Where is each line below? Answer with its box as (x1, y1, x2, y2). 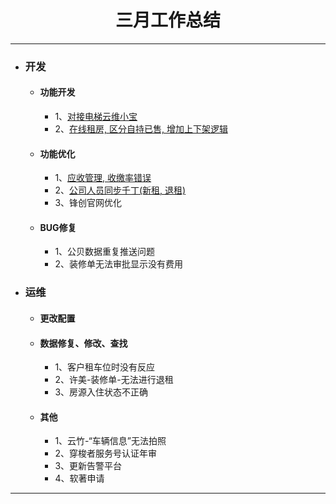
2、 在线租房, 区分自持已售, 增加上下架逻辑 (54, 123, 228, 135)
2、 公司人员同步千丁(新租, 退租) (54, 184, 187, 196)
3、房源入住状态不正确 (54, 386, 149, 398)
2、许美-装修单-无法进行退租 (54, 374, 174, 386)
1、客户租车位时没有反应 (54, 361, 156, 373)
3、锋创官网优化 (54, 197, 123, 209)
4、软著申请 (54, 472, 105, 485)
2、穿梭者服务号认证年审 (54, 447, 157, 460)
